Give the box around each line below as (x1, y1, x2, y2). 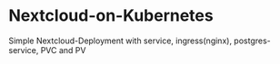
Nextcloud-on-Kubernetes (8, 5, 215, 26)
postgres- (234, 35, 272, 46)
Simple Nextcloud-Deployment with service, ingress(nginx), (8, 35, 233, 46)
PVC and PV (40, 44, 86, 55)
